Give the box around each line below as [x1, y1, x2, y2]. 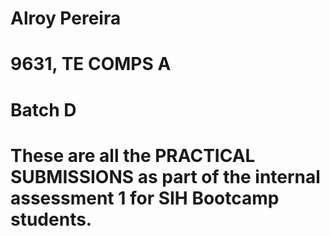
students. [10, 208, 93, 231]
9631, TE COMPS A [10, 53, 172, 76]
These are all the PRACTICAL [10, 144, 256, 167]
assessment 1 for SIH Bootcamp [10, 187, 280, 209]
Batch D [10, 98, 77, 121]
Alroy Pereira [10, 7, 122, 30]
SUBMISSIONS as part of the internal [10, 165, 321, 188]
